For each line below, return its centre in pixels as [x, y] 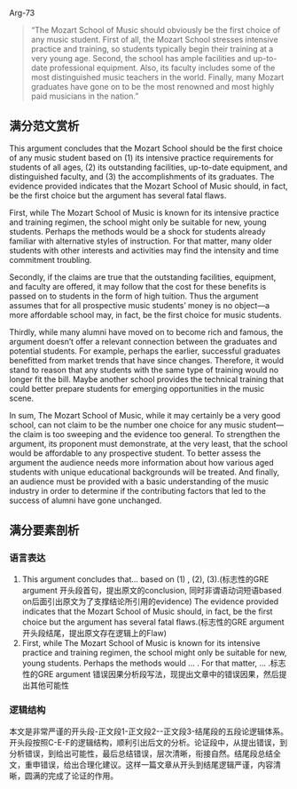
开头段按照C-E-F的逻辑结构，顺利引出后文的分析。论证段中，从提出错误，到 [148, 742]
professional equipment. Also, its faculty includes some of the [162, 68]
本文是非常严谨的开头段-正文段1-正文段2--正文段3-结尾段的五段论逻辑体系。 [149, 731]
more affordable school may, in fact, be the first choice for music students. [145, 315]
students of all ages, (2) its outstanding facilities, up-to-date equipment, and [148, 167]
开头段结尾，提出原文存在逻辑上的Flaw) [94, 633]
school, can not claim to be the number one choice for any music [128, 425]
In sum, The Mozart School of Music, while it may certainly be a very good [145, 415]
